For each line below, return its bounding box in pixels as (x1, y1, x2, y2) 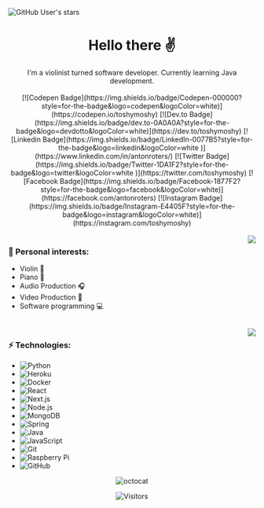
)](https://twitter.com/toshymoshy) (134, 167, 247, 177)
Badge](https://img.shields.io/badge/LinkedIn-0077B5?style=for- (42, 134, 254, 144)
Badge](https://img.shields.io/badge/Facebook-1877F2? (60, 176, 241, 186)
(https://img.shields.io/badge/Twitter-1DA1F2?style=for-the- (35, 160, 229, 169)
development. (109, 75, 155, 86)
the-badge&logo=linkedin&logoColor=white (58, 142, 199, 153)
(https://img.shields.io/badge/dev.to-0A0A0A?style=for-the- (34, 118, 230, 127)
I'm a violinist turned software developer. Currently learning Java (27, 68, 237, 77)
